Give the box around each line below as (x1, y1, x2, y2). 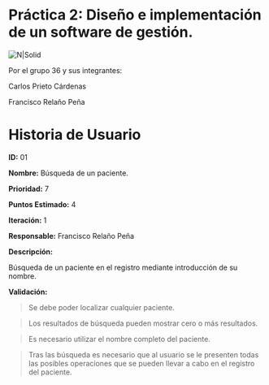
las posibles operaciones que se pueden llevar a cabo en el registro (28, 358, 255, 368)
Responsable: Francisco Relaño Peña (8, 231, 135, 240)
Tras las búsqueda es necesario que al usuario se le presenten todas (28, 349, 259, 359)
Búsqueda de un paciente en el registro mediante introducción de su (8, 262, 238, 272)
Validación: (8, 287, 48, 296)
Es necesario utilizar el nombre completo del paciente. (28, 334, 211, 344)
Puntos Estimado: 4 (8, 199, 76, 209)
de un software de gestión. (8, 23, 193, 41)
